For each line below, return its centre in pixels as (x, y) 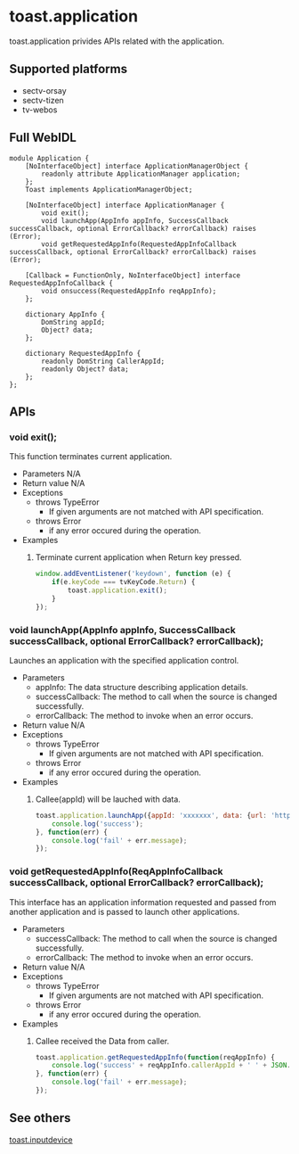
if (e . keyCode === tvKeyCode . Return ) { (124, 582)
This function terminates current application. (91, 457)
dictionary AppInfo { (65, 314)
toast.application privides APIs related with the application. (117, 41)
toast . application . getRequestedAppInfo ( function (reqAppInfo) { (155, 1057)
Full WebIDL (43, 138)
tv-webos (40, 110)
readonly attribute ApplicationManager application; (141, 174)
